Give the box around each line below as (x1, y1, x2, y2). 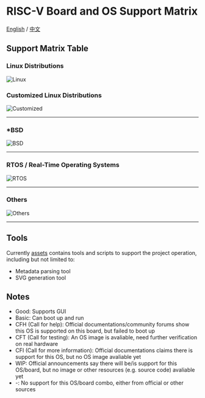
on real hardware (15, 341, 59, 348)
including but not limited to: (6, 256, 75, 263)
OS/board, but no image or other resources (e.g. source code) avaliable (15, 366, 195, 374)
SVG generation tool (15, 274, 66, 281)
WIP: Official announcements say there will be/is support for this (15, 359, 178, 367)
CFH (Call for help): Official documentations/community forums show (15, 321, 190, 328)
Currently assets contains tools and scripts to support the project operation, (6, 249, 197, 256)
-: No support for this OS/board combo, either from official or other (15, 379, 184, 386)
